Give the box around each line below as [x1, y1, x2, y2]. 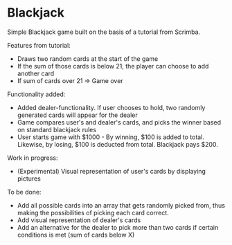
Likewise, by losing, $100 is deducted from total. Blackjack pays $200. [17, 140, 218, 148]
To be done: [7, 188, 42, 196]
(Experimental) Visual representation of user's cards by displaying [17, 167, 206, 175]
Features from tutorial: [7, 41, 71, 49]
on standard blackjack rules [17, 125, 97, 134]
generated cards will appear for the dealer [17, 111, 138, 119]
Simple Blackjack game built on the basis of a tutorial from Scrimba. [7, 28, 201, 36]
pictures [17, 174, 42, 183]
